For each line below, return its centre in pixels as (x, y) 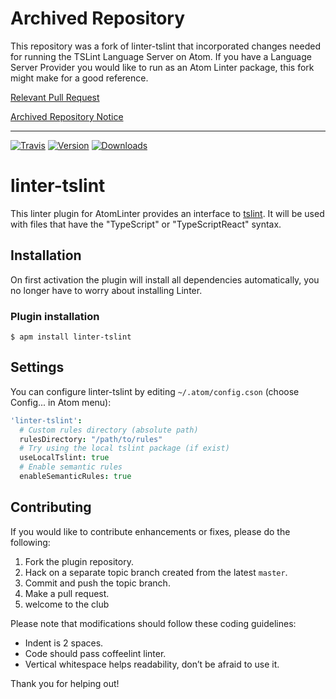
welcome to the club (67, 604)
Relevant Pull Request (55, 97)
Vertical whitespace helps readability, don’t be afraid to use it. (152, 664)
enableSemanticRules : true (75, 477)
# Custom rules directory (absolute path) (109, 430)
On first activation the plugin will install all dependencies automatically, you (165, 279)
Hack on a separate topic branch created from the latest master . (156, 572)
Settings (37, 367)
